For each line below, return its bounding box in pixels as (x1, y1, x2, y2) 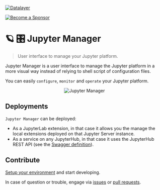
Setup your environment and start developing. (5, 169, 101, 175)
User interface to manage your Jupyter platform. (17, 53, 118, 59)
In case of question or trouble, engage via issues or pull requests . (5, 179, 141, 185)
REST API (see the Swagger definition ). (12, 141, 94, 147)
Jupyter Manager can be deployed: (5, 116, 76, 122)
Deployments (5, 102, 48, 111)
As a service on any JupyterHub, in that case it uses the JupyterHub (12, 136, 154, 142)
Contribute (5, 156, 40, 164)
